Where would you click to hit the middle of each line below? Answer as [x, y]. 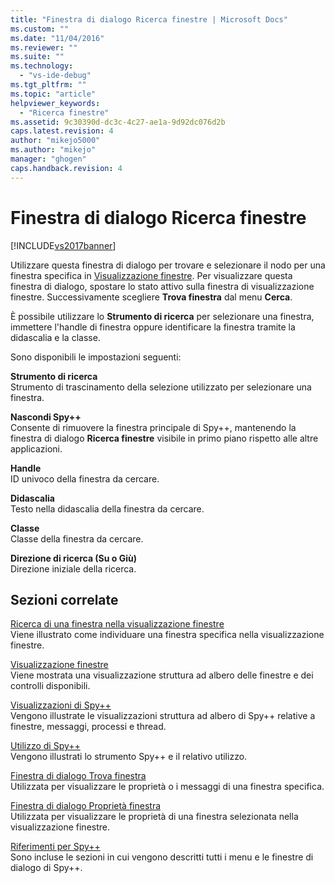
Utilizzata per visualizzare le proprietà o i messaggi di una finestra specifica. [167, 787]
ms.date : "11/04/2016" [57, 38]
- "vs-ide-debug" [55, 76]
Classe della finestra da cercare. [77, 538]
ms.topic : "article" [53, 94]
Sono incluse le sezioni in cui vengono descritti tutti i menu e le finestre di [162, 857]
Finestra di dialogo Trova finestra [78, 776]
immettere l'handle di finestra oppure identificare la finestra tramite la [153, 327]
